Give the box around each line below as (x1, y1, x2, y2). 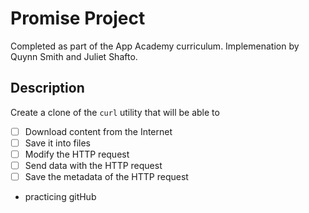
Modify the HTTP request (24, 148, 130, 160)
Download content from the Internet (24, 125, 173, 137)
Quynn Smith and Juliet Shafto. (10, 50, 138, 62)
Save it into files (24, 137, 91, 149)
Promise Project (10, 7, 146, 30)
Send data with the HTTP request (24, 159, 163, 171)
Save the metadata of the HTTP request (24, 171, 189, 182)
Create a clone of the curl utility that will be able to (10, 106, 220, 118)
